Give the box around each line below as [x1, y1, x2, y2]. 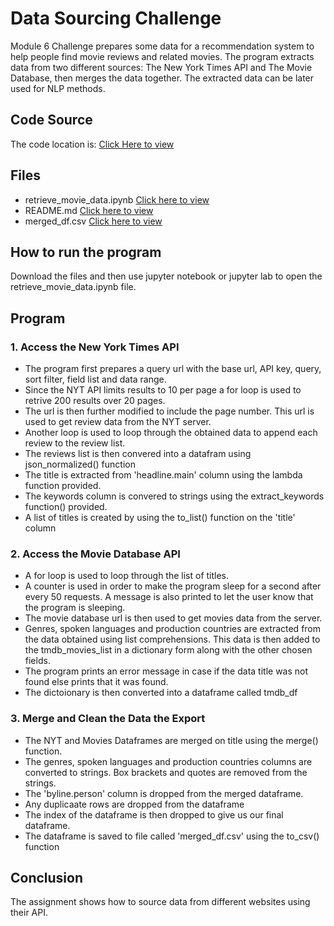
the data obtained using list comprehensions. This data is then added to [24, 633, 321, 646]
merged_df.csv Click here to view [24, 215, 163, 227]
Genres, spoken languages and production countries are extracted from [24, 623, 322, 635]
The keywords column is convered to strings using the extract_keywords [24, 490, 325, 502]
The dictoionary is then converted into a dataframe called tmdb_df [24, 687, 298, 699]
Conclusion [10, 870, 84, 887]
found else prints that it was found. [24, 676, 169, 688]
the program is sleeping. [24, 602, 126, 614]
